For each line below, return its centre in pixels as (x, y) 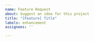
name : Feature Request (28, 9)
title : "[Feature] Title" (31, 18)
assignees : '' (19, 27)
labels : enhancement (26, 23)
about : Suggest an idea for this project (47, 14)
